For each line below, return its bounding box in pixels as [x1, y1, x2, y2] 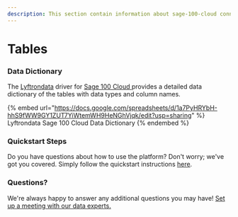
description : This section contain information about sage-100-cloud [7, 10, 217, 18]
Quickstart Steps [7, 136, 67, 146]
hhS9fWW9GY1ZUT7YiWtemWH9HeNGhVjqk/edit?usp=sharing [7, 111, 192, 120]
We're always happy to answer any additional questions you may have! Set [7, 194, 225, 202]
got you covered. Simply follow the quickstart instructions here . [7, 160, 193, 169]
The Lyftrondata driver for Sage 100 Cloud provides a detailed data [7, 82, 203, 91]
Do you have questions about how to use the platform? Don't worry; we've [7, 152, 225, 161]
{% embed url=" [7, 104, 55, 112]
